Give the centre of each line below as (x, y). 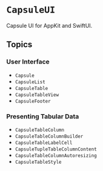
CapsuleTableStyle (38, 162)
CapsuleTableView (37, 95)
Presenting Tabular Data (43, 116)
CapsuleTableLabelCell (44, 143)
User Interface (28, 62)
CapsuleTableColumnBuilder (49, 136)
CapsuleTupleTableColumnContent (56, 149)
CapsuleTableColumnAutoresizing (56, 155)
